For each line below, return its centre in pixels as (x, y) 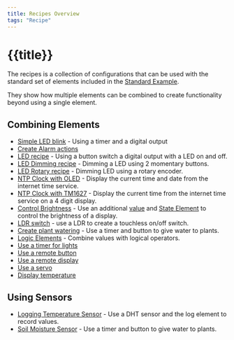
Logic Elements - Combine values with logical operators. (98, 238)
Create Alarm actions (48, 149)
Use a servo (35, 268)
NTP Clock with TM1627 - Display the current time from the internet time (122, 194)
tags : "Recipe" (29, 20)
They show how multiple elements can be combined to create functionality (115, 95)
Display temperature (46, 275)
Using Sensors (40, 297)
